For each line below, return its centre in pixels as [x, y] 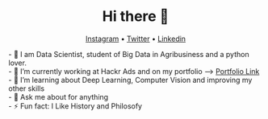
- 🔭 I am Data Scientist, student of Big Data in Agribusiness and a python [129, 54]
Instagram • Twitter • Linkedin [136, 39]
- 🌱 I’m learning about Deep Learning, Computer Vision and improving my [130, 80]
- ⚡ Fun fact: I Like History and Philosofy [75, 106]
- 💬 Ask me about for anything [59, 96]
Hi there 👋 [136, 16]
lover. [17, 63]
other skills [27, 88]
